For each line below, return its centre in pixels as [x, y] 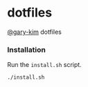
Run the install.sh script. [44, 65]
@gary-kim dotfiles [35, 32]
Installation [27, 50]
